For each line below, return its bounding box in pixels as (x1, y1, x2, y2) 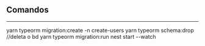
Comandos (6, 5, 49, 15)
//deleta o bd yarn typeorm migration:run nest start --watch (6, 33, 157, 40)
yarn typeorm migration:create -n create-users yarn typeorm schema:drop (6, 27, 194, 34)
